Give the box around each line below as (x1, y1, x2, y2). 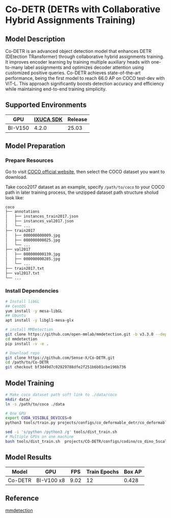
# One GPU (5, 411, 26, 416)
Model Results (5, 453, 52, 462)
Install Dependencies (5, 287, 59, 295)
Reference (5, 494, 39, 503)
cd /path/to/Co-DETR (5, 360, 49, 365)
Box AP (124, 468, 142, 475)
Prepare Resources (5, 157, 53, 164)
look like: (5, 194, 24, 200)
